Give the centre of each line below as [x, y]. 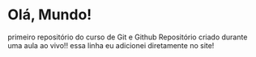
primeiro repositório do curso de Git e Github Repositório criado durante [128, 37]
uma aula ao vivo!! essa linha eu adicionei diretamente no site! [111, 45]
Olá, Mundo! [50, 15]
